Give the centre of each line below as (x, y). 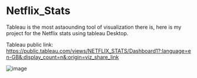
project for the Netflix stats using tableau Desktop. (67, 33)
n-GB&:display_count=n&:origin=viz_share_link (63, 57)
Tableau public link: (30, 45)
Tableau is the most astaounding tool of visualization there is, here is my (94, 27)
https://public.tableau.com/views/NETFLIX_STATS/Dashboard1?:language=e (99, 50)
